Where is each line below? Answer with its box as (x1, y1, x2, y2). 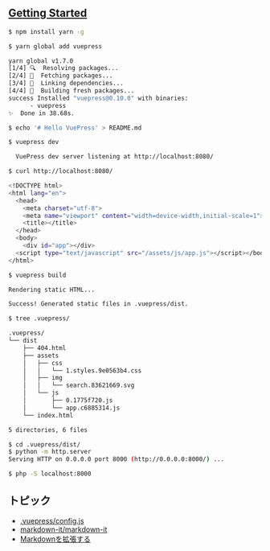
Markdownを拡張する (19, 534, 91, 544)
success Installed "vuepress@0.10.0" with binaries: (8, 94, 189, 102)
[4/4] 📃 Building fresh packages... (8, 87, 135, 95)
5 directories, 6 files (8, 426, 88, 434)
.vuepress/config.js (19, 516, 84, 525)
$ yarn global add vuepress (8, 42, 103, 51)
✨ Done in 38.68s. (8, 109, 75, 117)
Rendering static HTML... (8, 286, 95, 294)
